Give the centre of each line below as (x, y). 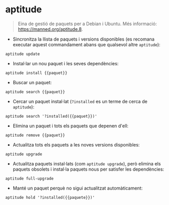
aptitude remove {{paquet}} (35, 135)
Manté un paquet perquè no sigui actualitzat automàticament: (78, 188)
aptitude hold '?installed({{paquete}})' (50, 197)
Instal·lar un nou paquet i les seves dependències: (66, 63)
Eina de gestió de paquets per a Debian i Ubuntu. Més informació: (87, 24)
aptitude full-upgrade (29, 178)
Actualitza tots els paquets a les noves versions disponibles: (76, 144)
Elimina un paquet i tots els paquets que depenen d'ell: (71, 126)
